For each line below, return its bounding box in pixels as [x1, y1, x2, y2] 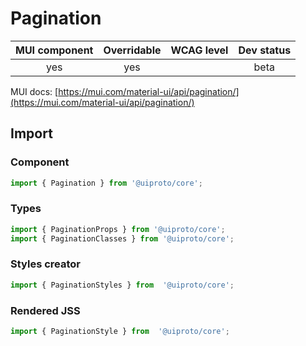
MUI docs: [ [10, 85, 59, 97]
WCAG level [170, 43, 229, 57]
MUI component [15, 43, 94, 57]
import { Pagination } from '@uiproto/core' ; [10, 178, 203, 188]
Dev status [238, 43, 292, 57]
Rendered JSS [10, 303, 81, 317]
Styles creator [10, 257, 81, 271]
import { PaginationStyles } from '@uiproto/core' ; [10, 280, 235, 290]
